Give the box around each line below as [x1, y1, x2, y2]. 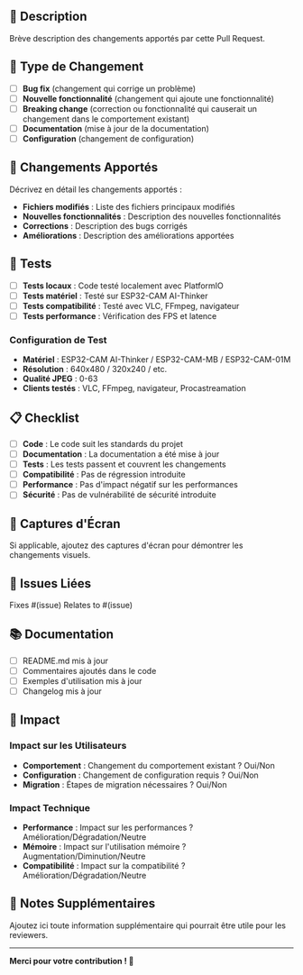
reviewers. [9, 929, 49, 940]
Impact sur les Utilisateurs [9, 740, 127, 752]
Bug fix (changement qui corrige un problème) [22, 83, 197, 94]
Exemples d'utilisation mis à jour [22, 675, 142, 686]
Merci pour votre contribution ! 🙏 [9, 955, 134, 966]
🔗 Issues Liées [9, 576, 92, 591]
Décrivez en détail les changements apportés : [9, 184, 182, 195]
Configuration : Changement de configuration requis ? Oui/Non [22, 770, 259, 780]
